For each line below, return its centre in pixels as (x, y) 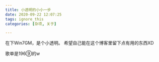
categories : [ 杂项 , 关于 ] (31, 24)
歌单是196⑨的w (23, 53)
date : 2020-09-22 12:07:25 (33, 14)
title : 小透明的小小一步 (28, 10)
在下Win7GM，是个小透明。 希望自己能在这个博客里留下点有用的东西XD (80, 43)
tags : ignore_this (24, 19)
